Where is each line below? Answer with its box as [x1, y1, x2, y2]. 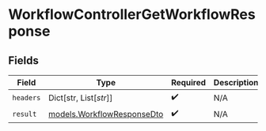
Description [213, 77, 259, 88]
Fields [8, 54, 40, 67]
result [12, 109, 37, 118]
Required [171, 77, 207, 88]
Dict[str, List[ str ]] [48, 92, 113, 103]
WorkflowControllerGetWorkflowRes [8, 6, 256, 24]
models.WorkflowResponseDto [48, 108, 164, 119]
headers [12, 93, 41, 102]
